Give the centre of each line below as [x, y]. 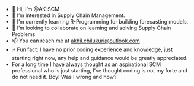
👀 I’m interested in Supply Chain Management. [69, 15]
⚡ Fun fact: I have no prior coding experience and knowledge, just [92, 49]
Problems [23, 34]
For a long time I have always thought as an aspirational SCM [86, 64]
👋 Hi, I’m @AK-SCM [36, 9]
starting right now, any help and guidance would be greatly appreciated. [100, 58]
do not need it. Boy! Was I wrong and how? [64, 77]
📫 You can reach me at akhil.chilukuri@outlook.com [76, 41]
